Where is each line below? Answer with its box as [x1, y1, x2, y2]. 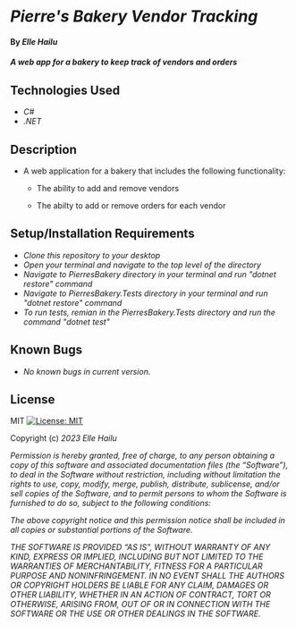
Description [10, 141, 77, 157]
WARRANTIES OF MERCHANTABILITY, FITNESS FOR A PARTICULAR [10, 561, 263, 571]
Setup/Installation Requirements [10, 226, 195, 241]
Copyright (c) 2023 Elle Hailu [10, 433, 117, 444]
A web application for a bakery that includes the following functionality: [22, 165, 286, 176]
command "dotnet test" [22, 316, 110, 327]
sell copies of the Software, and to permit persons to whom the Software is [10, 488, 287, 499]
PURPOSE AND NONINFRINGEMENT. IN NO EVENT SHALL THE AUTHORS [10, 571, 285, 581]
